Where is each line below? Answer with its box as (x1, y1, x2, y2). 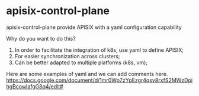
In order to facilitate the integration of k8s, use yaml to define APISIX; (14, 46, 184, 54)
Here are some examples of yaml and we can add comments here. (6, 70, 168, 77)
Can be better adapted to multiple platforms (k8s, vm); (14, 59, 148, 66)
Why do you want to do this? (6, 35, 76, 42)
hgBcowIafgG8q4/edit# (6, 82, 63, 90)
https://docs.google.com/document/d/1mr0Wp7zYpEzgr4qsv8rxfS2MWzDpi (6, 77, 193, 84)
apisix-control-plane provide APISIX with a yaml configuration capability (6, 24, 182, 31)
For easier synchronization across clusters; (14, 52, 120, 59)
